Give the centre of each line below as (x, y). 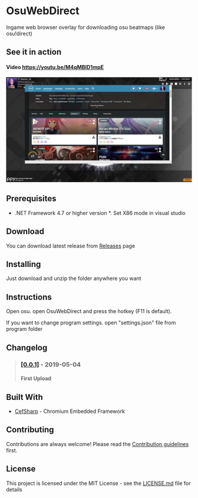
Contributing (30, 430)
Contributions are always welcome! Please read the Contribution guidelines (98, 444)
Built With (24, 397)
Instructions (29, 297)
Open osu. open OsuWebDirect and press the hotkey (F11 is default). (89, 311)
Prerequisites (31, 199)
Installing (24, 264)
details (14, 489)
